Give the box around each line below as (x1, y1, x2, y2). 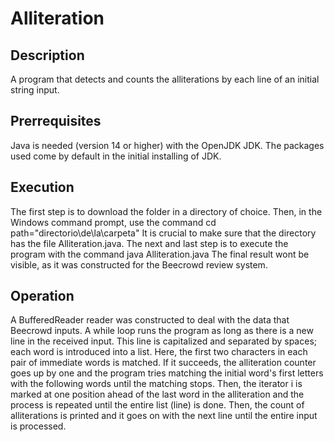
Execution (10, 179, 75, 196)
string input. (10, 84, 60, 96)
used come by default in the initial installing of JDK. (10, 150, 222, 162)
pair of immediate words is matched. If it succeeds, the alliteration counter (10, 357, 317, 369)
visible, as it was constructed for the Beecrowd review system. (10, 258, 268, 271)
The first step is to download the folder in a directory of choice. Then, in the (10, 205, 323, 217)
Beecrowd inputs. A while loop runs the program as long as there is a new (10, 325, 314, 337)
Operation (10, 288, 75, 305)
